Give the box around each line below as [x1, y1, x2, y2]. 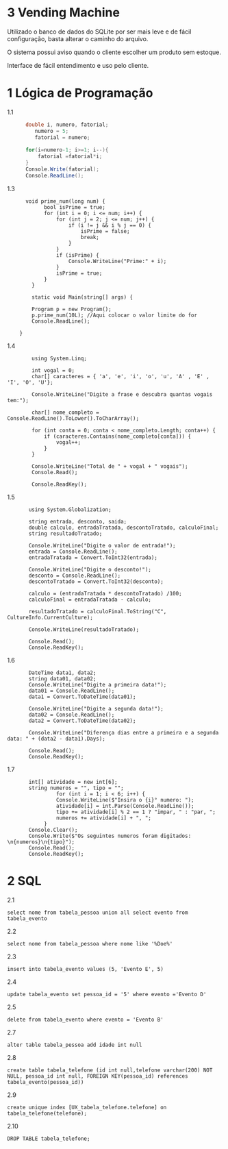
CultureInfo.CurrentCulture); [7, 614, 94, 621]
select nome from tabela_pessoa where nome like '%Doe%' [7, 940, 173, 947]
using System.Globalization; [28, 506, 112, 513]
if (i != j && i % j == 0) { [68, 221, 152, 229]
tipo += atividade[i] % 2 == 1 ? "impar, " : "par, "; [55, 808, 216, 815]
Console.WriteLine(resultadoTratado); [28, 626, 139, 633]
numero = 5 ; [34, 127, 69, 134]
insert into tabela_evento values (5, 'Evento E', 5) [7, 965, 164, 972]
